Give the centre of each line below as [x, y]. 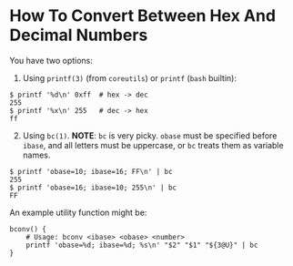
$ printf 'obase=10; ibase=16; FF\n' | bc [91, 171]
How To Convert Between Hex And [142, 16]
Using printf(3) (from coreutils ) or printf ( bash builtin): [129, 77]
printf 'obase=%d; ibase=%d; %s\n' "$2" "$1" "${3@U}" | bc [142, 245]
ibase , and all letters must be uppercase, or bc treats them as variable [153, 145]
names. [36, 155]
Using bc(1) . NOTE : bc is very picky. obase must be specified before [150, 135]
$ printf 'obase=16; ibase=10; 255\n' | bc [93, 188]
